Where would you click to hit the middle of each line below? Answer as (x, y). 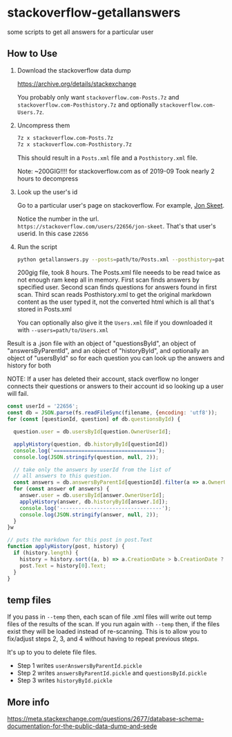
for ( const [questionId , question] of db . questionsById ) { (94, 419)
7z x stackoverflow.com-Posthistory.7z (75, 144)
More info (28, 702)
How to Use (32, 54)
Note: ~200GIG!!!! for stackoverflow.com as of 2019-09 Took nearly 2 (116, 171)
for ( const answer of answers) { (61, 489)
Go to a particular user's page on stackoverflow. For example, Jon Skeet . (121, 205)
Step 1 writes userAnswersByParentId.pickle (80, 666)
